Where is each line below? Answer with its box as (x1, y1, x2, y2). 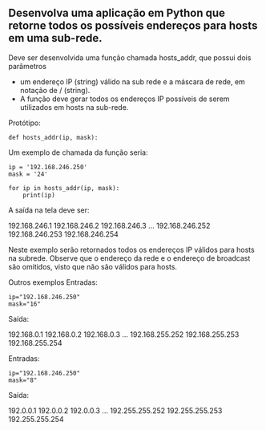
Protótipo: (8, 118, 42, 128)
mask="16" (8, 300, 42, 308)
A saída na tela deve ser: (8, 205, 90, 215)
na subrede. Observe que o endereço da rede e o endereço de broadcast (8, 253, 251, 263)
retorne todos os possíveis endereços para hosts (8, 19, 258, 33)
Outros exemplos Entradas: (8, 277, 98, 287)
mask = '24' (8, 170, 48, 178)
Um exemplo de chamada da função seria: (8, 148, 148, 157)
